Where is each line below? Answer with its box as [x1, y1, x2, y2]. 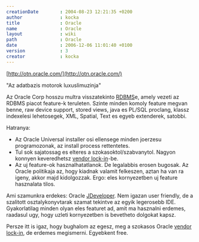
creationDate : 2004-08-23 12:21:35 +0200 [6, 8, 133, 15]
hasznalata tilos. [14, 180, 56, 187]
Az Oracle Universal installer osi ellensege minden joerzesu [14, 136, 162, 143]
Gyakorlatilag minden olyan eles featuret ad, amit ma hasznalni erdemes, [6, 205, 186, 212]
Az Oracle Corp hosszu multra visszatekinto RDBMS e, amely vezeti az [6, 93, 180, 100]
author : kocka [6, 14, 79, 20]
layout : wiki [6, 31, 77, 37]
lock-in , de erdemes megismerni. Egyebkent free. [6, 229, 128, 236]
